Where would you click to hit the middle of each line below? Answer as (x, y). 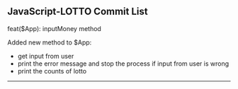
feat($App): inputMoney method (54, 28)
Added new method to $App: (50, 42)
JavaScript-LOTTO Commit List (78, 12)
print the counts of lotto (52, 71)
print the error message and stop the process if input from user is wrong (123, 64)
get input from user (46, 56)
